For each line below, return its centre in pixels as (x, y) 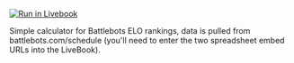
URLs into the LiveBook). (55, 50)
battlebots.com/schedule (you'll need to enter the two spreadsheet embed (147, 40)
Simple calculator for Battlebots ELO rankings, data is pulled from (130, 31)
